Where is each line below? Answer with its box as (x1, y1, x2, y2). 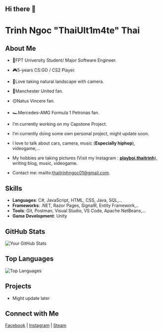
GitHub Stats (5, 227, 45, 236)
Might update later (12, 295, 50, 301)
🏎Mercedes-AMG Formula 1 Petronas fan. (12, 110, 100, 116)
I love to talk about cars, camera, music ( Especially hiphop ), (12, 140, 135, 146)
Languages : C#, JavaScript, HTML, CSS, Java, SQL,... (12, 197, 122, 203)
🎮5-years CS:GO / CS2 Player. (12, 67, 76, 73)
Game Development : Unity (12, 213, 68, 219)
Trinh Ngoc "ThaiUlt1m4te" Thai (5, 25, 140, 36)
